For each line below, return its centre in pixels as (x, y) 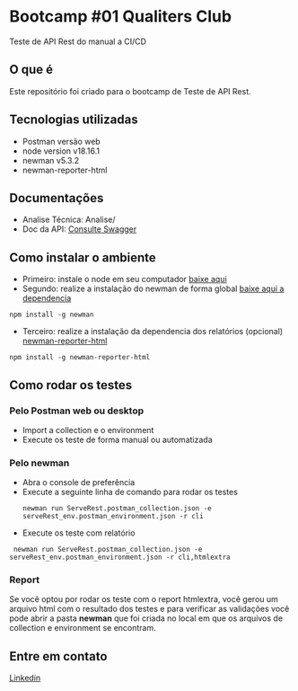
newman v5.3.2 (51, 160)
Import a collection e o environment (88, 430)
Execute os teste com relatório (79, 533)
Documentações (57, 198)
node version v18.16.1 (61, 151)
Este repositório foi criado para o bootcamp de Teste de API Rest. (130, 91)
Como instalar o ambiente (83, 257)
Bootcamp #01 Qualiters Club (120, 17)
